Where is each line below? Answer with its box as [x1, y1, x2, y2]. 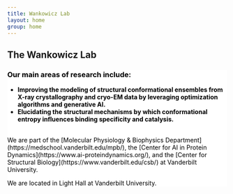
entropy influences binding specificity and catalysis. [17, 115, 174, 124]
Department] [165, 136, 202, 145]
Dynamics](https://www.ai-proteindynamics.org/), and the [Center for [7, 151, 207, 159]
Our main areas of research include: [7, 70, 131, 79]
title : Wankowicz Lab [7, 10, 70, 17]
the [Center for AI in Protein [128, 143, 207, 152]
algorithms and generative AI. [17, 100, 106, 108]
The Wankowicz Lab [7, 49, 97, 60]
